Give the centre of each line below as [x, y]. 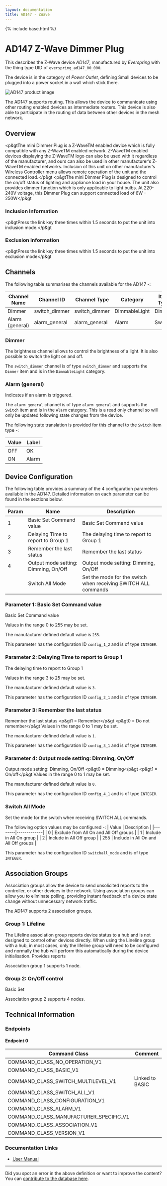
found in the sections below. [34, 499]
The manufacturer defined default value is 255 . [53, 635]
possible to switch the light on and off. [44, 356]
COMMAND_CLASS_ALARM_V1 [44, 1109]
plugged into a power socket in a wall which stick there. [62, 83]
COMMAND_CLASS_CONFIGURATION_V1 [56, 1101]
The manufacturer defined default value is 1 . [50, 735]
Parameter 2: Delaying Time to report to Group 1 [64, 657]
